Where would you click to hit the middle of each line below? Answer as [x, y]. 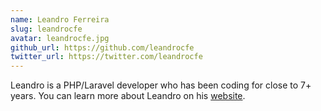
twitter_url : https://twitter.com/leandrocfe [106, 57]
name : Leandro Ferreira [60, 19]
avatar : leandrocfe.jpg [60, 38]
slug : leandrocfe [46, 29]
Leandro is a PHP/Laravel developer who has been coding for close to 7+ [161, 85]
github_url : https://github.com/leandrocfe [102, 47]
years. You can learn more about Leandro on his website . [128, 96]
